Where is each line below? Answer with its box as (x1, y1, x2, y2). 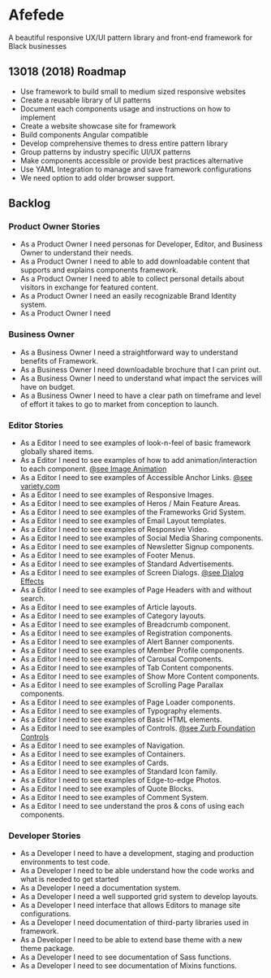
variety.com (19, 482, 61, 491)
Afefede (8, 6, 65, 24)
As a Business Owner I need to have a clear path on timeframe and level (19, 391, 261, 400)
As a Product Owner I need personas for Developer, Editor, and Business (19, 239, 263, 249)
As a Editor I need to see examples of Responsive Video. (19, 525, 209, 535)
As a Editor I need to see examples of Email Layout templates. (19, 516, 227, 526)
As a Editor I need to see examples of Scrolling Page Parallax (19, 680, 224, 690)
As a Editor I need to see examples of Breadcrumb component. (19, 620, 231, 630)
